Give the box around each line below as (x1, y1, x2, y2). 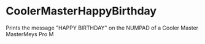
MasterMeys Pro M (6, 30, 54, 37)
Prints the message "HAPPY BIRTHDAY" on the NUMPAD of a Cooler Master (6, 24, 199, 31)
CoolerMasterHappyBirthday (6, 4, 157, 18)
